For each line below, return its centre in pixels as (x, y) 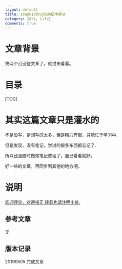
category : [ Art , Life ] (28, 19)
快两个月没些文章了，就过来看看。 (39, 64)
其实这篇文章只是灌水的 (52, 120)
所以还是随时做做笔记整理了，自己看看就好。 (50, 156)
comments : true (20, 23)
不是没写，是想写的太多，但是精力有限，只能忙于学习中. (61, 135)
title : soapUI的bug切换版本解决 (35, 14)
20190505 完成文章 (24, 261)
